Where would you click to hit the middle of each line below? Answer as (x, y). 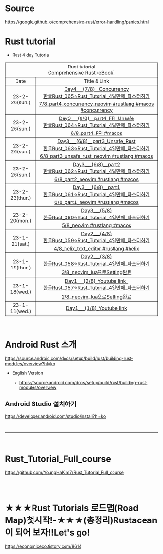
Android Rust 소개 (41, 345)
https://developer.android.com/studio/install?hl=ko (56, 416)
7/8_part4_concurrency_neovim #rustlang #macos (96, 104)
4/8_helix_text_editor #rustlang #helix (97, 248)
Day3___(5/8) (97, 210)
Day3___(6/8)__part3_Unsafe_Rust (97, 141)
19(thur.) (21, 268)
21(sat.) (21, 244)
